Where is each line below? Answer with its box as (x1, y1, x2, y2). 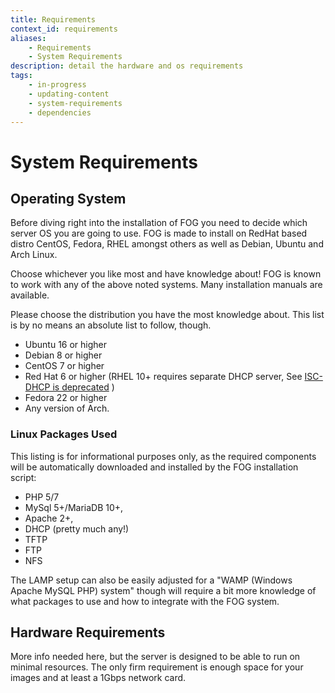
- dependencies (28, 107, 92, 118)
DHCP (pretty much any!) (24, 522, 130, 535)
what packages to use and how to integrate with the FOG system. (10, 595, 280, 607)
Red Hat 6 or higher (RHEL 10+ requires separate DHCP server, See (24, 371, 303, 383)
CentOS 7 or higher (24, 360, 105, 372)
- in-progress (28, 80, 87, 90)
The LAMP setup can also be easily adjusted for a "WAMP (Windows (10, 574, 293, 586)
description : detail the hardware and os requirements (10, 61, 244, 71)
